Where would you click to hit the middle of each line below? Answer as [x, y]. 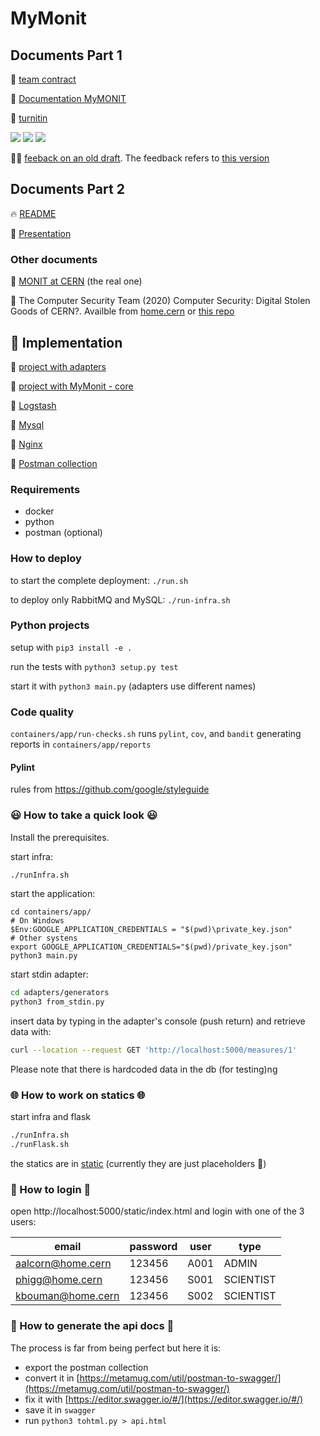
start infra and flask [50, 1117]
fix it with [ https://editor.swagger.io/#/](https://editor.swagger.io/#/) [164, 1399]
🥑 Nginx [26, 444]
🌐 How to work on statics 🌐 [78, 1095]
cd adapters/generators [60, 993]
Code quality [42, 712]
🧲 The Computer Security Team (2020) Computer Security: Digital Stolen [160, 301]
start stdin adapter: [49, 974]
